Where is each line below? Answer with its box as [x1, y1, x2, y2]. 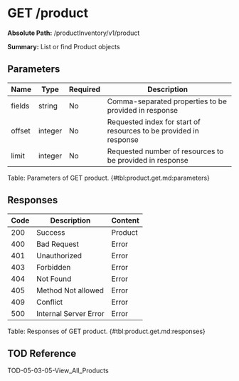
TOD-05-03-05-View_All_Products [7, 366, 109, 375]
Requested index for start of [107, 116, 201, 126]
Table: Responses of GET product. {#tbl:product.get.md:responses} [7, 327, 206, 335]
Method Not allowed [36, 285, 105, 295]
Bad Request [36, 239, 80, 249]
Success [36, 227, 65, 237]
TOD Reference [7, 347, 77, 360]
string [38, 101, 58, 111]
